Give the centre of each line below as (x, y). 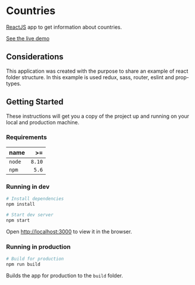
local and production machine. (43, 122)
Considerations (35, 57)
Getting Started (35, 102)
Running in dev (28, 186)
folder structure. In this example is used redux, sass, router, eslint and (90, 77)
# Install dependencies (35, 199)
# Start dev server (30, 215)
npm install (20, 204)
